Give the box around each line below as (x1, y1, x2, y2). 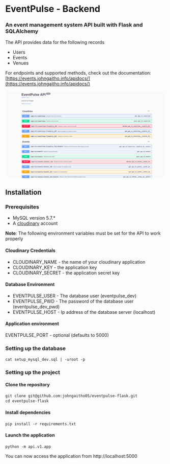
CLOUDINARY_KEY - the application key (12, 264, 97, 270)
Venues (12, 60, 29, 66)
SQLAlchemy (5, 28, 39, 35)
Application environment (5, 320, 60, 327)
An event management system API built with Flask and (5, 21, 143, 29)
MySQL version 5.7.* (12, 215, 56, 221)
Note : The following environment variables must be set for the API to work (5, 230, 161, 237)
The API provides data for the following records (5, 39, 105, 45)
